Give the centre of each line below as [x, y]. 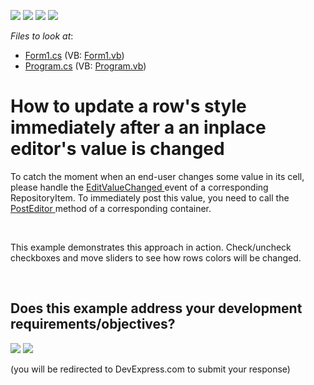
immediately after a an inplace [138, 127]
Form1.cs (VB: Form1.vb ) [74, 55]
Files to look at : [42, 36]
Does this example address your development [156, 308]
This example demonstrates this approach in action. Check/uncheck [151, 247]
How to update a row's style [128, 106]
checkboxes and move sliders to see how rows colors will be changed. [156, 257]
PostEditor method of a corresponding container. [111, 208]
